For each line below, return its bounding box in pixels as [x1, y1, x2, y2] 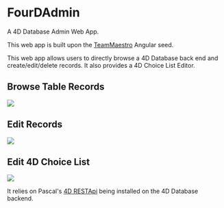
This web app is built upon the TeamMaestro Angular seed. [7, 40, 174, 49]
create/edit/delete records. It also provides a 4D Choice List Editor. [7, 61, 195, 69]
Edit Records [7, 118, 63, 131]
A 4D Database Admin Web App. [7, 27, 99, 36]
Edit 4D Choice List [7, 156, 90, 168]
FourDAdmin [7, 5, 80, 21]
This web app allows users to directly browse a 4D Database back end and [7, 53, 219, 62]
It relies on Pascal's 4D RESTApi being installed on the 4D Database [7, 187, 199, 196]
